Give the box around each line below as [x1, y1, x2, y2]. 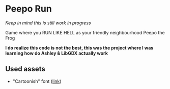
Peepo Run [5, 3, 52, 15]
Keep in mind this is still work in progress [5, 20, 91, 26]
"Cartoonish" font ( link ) [12, 78, 62, 84]
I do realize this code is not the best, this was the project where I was [5, 45, 154, 51]
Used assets [5, 65, 46, 73]
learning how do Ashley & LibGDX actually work [5, 50, 108, 56]
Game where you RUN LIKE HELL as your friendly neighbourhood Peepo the [5, 29, 165, 35]
